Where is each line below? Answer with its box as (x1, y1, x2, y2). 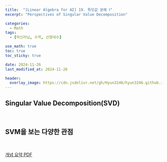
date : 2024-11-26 (5, 62, 41, 67)
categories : (5, 21, 30, 26)
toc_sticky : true (5, 53, 41, 58)
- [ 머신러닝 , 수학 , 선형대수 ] (9, 35, 62, 40)
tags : (5, 30, 16, 35)
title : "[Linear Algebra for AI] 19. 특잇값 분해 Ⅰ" (5, 7, 113, 12)
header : (5, 76, 21, 81)
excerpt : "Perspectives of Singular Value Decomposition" (5, 12, 128, 17)
